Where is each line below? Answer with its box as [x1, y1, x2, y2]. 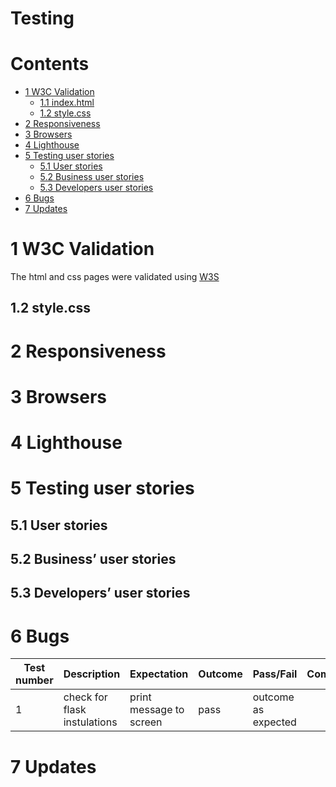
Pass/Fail [252, 667, 298, 681]
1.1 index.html [39, 97, 95, 109]
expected [252, 715, 297, 729]
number [15, 673, 54, 687]
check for [63, 690, 108, 704]
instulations [63, 715, 118, 729]
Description [63, 667, 121, 681]
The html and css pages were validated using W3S [10, 271, 220, 283]
